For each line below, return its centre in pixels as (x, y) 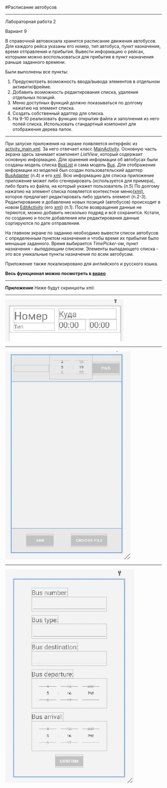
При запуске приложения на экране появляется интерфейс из (71, 144)
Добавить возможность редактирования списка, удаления (75, 92)
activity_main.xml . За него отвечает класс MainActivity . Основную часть (81, 149)
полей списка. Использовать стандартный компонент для (74, 124)
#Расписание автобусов (31, 7)
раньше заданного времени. (36, 62)
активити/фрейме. (32, 87)
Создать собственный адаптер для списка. (58, 113)
